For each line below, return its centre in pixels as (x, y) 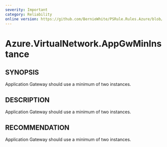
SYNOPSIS (22, 72)
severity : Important (27, 10)
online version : (22, 19)
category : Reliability (29, 14)
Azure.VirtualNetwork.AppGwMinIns (83, 43)
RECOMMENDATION (37, 127)
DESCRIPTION (27, 100)
